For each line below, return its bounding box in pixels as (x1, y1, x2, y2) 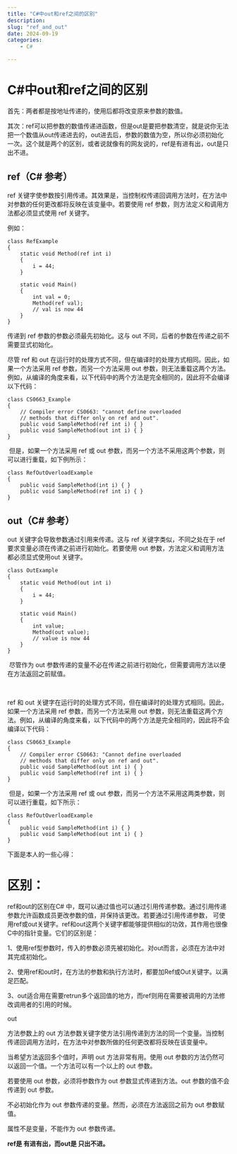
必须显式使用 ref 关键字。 (19, 208, 94, 217)
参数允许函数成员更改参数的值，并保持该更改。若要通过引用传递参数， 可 (7, 911, 219, 919)
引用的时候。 (37, 1000, 75, 1008)
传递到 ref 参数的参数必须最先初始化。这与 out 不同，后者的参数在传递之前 (7, 331, 224, 340)
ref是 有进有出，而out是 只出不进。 (7, 1139, 109, 1148)
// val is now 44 (32, 305, 83, 313)
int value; (32, 623, 65, 630)
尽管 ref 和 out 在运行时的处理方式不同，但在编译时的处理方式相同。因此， (7, 355, 224, 364)
